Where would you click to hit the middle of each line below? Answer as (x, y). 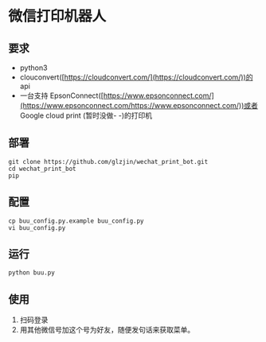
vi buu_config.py (37, 227)
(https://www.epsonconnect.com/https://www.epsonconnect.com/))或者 (139, 105)
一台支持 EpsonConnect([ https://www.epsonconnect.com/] (117, 95)
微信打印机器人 (57, 16)
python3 (33, 68)
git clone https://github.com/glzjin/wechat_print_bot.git (108, 161)
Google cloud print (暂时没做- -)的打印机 (86, 115)
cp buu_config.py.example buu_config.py (76, 221)
